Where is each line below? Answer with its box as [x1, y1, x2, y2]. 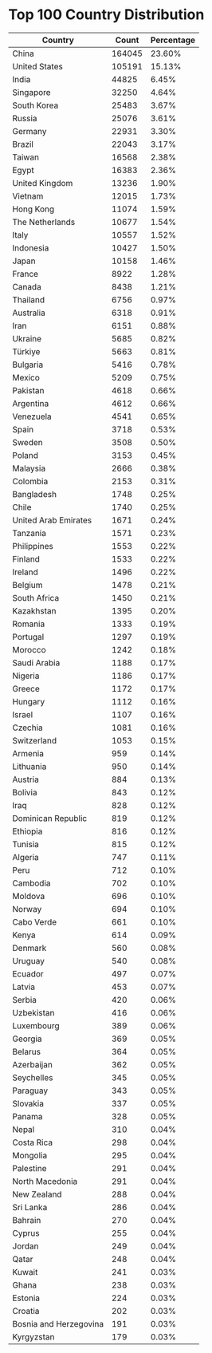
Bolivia [12, 787, 37, 798]
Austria [12, 774, 40, 785]
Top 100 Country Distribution [8, 6, 205, 24]
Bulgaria [12, 359, 44, 370]
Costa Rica [12, 1137, 53, 1148]
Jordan [12, 1241, 39, 1252]
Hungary [12, 696, 45, 707]
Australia [12, 307, 45, 318]
